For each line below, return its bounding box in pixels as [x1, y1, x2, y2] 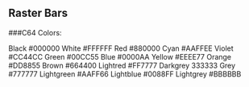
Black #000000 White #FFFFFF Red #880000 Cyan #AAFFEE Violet [8, 43, 234, 53]
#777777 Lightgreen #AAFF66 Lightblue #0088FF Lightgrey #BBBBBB [8, 68, 242, 79]
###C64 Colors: [8, 27, 62, 37]
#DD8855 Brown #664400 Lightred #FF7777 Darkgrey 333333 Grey [8, 60, 236, 70]
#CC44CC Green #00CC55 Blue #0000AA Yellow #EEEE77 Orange [8, 52, 232, 61]
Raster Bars [8, 6, 68, 20]
